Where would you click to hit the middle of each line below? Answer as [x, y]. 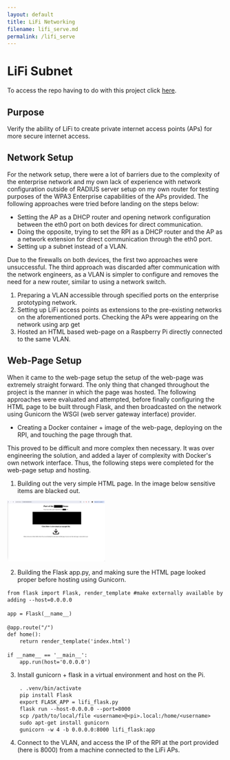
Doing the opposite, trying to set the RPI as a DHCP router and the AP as [119, 232]
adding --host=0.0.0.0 [40, 600]
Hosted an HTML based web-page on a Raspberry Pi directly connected [119, 332]
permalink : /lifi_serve [41, 37]
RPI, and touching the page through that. [75, 434]
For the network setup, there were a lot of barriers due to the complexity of [114, 174]
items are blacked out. [49, 490]
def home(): [24, 634]
